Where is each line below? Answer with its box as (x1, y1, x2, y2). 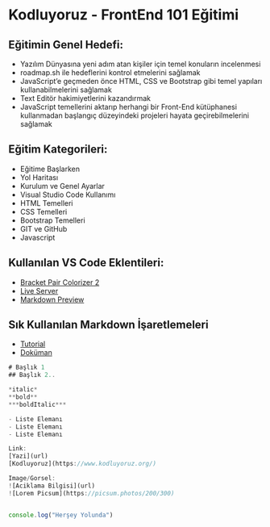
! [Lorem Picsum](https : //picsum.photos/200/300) (8, 489, 175, 497)
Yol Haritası (19, 172, 59, 182)
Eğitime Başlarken (19, 164, 81, 174)
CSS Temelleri (19, 207, 68, 216)
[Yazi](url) (8, 452, 48, 461)
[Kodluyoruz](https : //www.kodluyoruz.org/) (8, 460, 157, 468)
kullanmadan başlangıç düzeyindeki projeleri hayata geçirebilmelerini (19, 111, 250, 120)
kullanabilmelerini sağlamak (19, 85, 113, 94)
